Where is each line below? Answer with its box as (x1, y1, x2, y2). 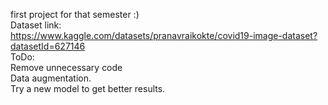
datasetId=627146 (10, 40, 86, 52)
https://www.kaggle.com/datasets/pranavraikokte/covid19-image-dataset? (10, 30, 318, 41)
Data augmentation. (10, 72, 92, 84)
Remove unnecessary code (10, 62, 123, 73)
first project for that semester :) (10, 9, 140, 20)
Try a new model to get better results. (10, 83, 166, 94)
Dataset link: (10, 19, 62, 31)
